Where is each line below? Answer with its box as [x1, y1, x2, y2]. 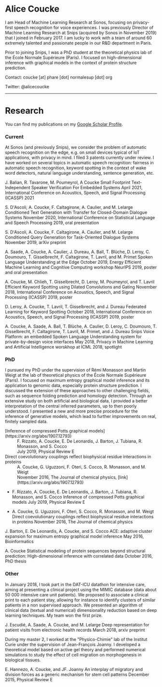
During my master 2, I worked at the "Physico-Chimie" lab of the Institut [5, 636, 148, 642]
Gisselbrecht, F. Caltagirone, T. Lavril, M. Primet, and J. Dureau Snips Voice [5, 329, 155, 335]
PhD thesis [5, 559, 27, 564]
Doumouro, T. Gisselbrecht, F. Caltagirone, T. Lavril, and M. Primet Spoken [5, 254, 153, 260]
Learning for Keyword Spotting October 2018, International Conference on [5, 309, 152, 315]
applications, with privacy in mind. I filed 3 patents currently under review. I [5, 155, 154, 160]
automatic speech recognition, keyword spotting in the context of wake [5, 165, 147, 171]
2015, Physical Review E [5, 676, 53, 682]
